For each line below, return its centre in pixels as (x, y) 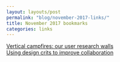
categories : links (29, 29)
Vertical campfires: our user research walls (60, 46)
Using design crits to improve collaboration (60, 53)
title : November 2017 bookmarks (47, 23)
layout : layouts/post (34, 12)
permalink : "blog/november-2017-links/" (58, 18)
